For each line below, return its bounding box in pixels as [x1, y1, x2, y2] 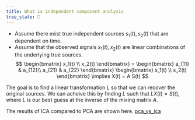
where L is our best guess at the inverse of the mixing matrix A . [6, 97, 158, 104]
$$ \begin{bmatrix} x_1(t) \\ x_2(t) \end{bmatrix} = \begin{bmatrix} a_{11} [15, 61, 190, 68]
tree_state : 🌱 [6, 14, 41, 20]
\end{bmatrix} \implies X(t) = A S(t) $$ [56, 73, 149, 80]
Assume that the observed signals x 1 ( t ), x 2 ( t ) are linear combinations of [14, 44, 186, 52]
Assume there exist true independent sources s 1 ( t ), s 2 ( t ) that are [14, 30, 169, 38]
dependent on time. [14, 37, 62, 44]
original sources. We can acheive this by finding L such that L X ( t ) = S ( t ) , [6, 90, 180, 97]
